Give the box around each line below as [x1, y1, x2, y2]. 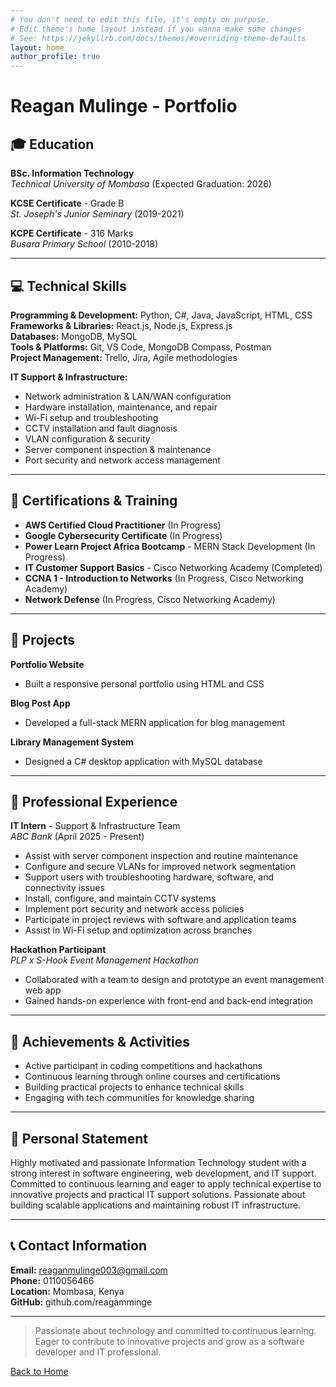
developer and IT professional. [34, 1346, 162, 1358]
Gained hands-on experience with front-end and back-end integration [24, 995, 313, 1007]
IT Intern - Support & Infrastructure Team [10, 820, 181, 832]
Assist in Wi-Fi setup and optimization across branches [24, 924, 253, 936]
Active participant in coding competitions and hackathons [24, 1060, 263, 1072]
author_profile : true [10, 52, 101, 62]
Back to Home [10, 1365, 69, 1377]
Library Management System [10, 736, 134, 748]
